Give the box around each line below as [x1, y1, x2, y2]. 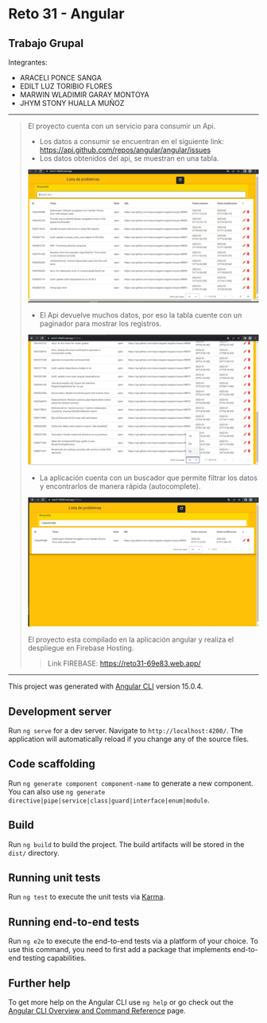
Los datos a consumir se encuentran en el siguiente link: [39, 137, 225, 146]
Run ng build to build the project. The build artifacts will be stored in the [8, 839, 245, 849]
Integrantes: [8, 57, 48, 67]
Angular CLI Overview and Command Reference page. [8, 1006, 186, 1016]
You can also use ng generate [8, 787, 106, 796]
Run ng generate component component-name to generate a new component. [8, 778, 254, 788]
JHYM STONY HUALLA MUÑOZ [19, 99, 125, 107]
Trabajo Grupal [8, 37, 84, 50]
